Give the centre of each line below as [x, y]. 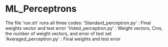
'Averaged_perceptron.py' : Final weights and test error [63, 39]
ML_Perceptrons [41, 9]
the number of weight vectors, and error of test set [59, 33]
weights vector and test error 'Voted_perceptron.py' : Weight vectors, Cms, [84, 28]
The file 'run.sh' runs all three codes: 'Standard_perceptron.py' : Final [78, 23]
